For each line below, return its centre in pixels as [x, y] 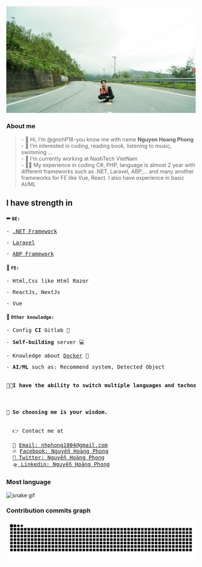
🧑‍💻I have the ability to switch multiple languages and [90, 385]
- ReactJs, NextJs [33, 292]
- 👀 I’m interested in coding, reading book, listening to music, [96, 146]
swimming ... [37, 152]
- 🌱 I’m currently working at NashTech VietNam [79, 158]
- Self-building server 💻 [46, 342]
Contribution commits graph [49, 510]
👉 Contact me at [38, 431]
